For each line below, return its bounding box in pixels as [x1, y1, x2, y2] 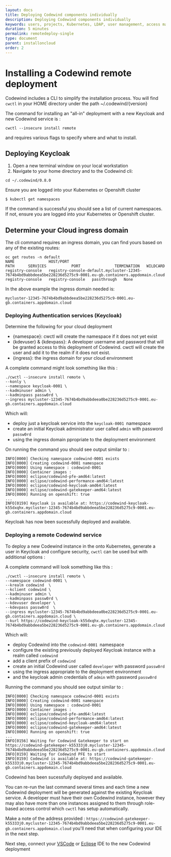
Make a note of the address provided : [5, 815, 85, 821]
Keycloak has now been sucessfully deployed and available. [5, 519, 131, 525]
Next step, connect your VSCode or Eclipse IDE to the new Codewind [5, 840, 151, 846]
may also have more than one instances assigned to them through [5, 800, 144, 806]
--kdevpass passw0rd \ [5, 605, 56, 610]
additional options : [5, 554, 46, 560]
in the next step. [5, 831, 39, 837]
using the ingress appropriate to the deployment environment [12, 668, 141, 675]
